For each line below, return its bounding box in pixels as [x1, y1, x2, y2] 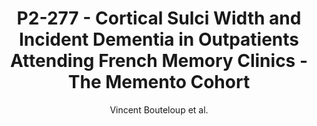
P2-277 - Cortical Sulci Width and [16, 7, 302, 30]
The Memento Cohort [67, 71, 251, 94]
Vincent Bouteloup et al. [109, 103, 209, 116]
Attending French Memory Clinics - [9, 50, 309, 72]
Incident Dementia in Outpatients [18, 28, 300, 51]
